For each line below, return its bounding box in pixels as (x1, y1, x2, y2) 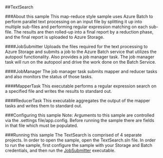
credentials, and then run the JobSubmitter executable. (5, 148, 116, 153)
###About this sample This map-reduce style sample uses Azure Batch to (5, 14, 153, 19)
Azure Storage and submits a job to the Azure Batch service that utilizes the (5, 49, 157, 54)
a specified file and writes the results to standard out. (5, 88, 112, 94)
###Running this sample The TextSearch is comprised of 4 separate (5, 132, 142, 138)
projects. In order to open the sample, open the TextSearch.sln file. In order (5, 137, 156, 143)
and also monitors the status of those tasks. (5, 74, 93, 79)
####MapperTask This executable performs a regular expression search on (5, 83, 157, 89)
